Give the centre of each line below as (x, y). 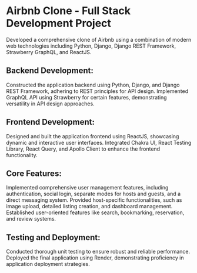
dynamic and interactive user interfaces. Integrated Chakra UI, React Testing (99, 142)
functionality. (22, 155)
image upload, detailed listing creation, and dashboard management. (89, 207)
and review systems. (31, 219)
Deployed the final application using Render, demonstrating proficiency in (95, 258)
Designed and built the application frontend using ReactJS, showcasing (93, 136)
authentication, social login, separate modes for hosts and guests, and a (94, 194)
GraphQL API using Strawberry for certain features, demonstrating (86, 97)
